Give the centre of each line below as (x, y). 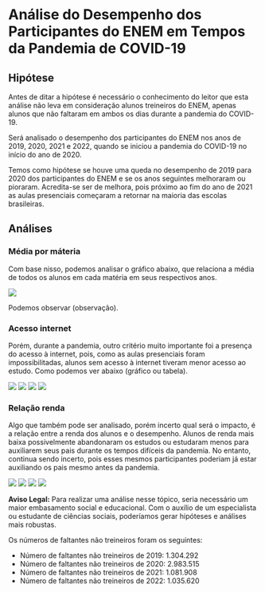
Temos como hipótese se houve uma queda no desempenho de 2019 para (130, 170)
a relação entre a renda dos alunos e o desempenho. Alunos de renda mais (131, 434)
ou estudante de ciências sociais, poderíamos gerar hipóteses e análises (127, 516)
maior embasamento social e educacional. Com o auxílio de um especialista (132, 508)
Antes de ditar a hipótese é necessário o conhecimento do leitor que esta (129, 97)
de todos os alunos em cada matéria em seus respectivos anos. (113, 277)
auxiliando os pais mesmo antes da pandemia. (84, 468)
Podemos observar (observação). (63, 307)
